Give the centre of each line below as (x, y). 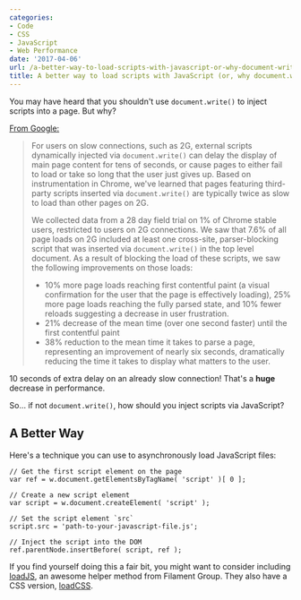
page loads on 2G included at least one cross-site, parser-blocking (155, 239)
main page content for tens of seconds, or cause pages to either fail (157, 164)
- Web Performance (43, 51)
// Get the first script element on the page (95, 471)
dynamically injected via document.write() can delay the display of (154, 155)
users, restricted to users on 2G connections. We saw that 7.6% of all (159, 229)
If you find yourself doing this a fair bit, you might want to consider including (150, 566)
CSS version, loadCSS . (52, 585)
